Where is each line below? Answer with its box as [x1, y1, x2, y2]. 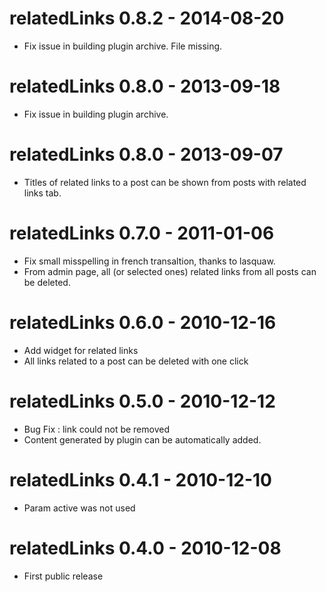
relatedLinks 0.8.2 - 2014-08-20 [9, 7, 285, 30]
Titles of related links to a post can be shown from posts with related [23, 176, 307, 188]
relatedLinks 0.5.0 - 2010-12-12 [9, 390, 276, 412]
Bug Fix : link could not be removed [23, 423, 170, 435]
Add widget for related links [23, 344, 139, 356]
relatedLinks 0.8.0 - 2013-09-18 [9, 75, 281, 98]
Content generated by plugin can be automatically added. [23, 433, 262, 446]
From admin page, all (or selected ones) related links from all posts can [23, 265, 317, 277]
